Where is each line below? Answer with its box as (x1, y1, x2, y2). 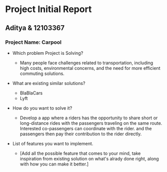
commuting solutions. (19, 70, 65, 76)
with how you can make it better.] (19, 161, 89, 167)
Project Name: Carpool (5, 39, 61, 46)
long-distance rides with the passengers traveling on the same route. (19, 120, 162, 126)
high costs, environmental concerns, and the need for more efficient (19, 65, 160, 71)
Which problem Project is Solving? (12, 50, 83, 56)
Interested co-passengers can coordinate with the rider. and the (19, 125, 152, 131)
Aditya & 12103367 (5, 24, 65, 32)
